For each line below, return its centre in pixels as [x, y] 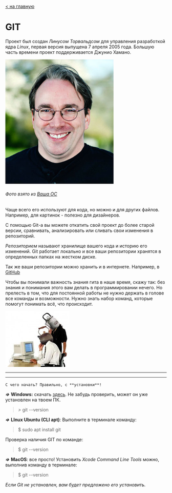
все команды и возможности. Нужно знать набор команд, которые [79, 299]
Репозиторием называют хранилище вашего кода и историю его [76, 246]
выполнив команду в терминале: [41, 465]
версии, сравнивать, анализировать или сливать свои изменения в [79, 231]
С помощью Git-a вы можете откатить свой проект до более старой [80, 225]
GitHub [13, 272]
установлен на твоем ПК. [33, 400]
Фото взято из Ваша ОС [31, 194]
